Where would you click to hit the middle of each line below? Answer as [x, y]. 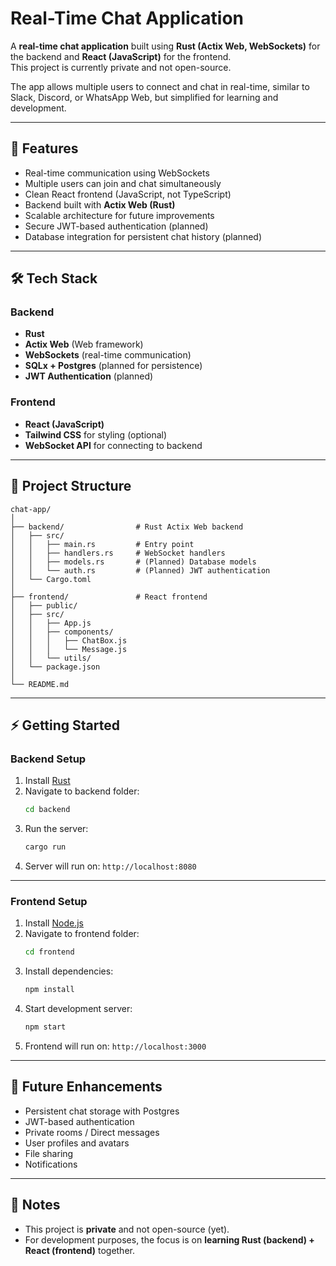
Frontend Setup [49, 901]
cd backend [47, 810]
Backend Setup [48, 759]
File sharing [49, 1153]
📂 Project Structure [71, 486]
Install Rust [47, 781]
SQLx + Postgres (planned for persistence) [113, 366]
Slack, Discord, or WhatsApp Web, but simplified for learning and [144, 97]
